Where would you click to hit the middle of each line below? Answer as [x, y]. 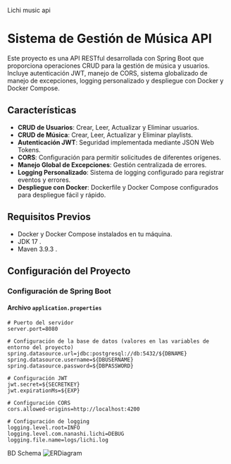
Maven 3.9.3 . [37, 249]
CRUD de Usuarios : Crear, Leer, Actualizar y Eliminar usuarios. [108, 127]
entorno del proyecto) [40, 348]
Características [42, 110]
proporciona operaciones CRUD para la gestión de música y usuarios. [108, 66]
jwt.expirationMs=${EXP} [44, 391]
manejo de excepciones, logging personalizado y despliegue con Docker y [115, 80]
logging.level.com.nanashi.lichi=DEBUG [66, 434]
